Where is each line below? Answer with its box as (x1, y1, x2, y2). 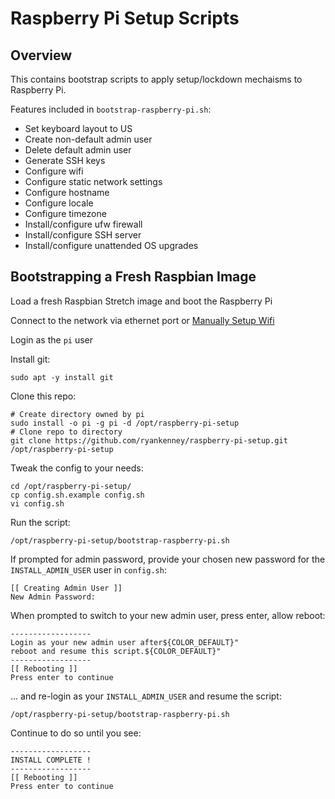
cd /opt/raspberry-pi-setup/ (10, 481, 132, 491)
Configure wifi (24, 165, 84, 177)
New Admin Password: (10, 592, 97, 602)
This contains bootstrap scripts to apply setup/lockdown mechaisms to (10, 73, 303, 85)
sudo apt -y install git (10, 372, 114, 382)
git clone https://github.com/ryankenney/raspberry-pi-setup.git (10, 435, 288, 446)
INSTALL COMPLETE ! (10, 755, 92, 765)
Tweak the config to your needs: (10, 462, 144, 474)
